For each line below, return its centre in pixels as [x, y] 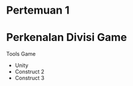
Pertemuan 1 [38, 10]
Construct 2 [30, 72]
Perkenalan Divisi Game [66, 38]
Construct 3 [30, 78]
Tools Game [21, 54]
